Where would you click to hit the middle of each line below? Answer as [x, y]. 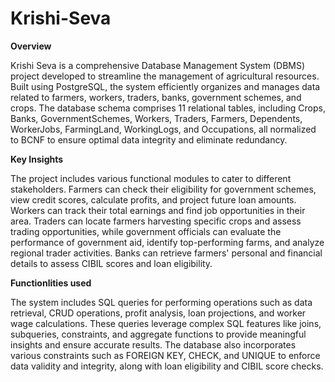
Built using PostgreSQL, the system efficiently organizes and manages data [165, 86]
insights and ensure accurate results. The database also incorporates [153, 344]
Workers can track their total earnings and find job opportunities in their [158, 210]
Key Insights [37, 159]
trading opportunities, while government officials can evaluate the [146, 231]
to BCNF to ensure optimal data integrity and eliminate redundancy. [149, 139]
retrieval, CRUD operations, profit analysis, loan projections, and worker [158, 313]
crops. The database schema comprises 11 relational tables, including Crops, [168, 108]
